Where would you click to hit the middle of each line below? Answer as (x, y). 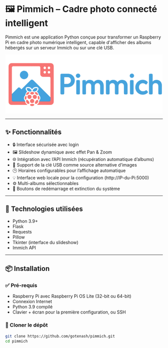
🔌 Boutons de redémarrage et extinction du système (66, 188)
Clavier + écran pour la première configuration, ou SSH (69, 312)
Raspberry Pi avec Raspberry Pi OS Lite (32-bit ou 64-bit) (72, 296)
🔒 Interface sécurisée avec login (45, 144)
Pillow (18, 237)
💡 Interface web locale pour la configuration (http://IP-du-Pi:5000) (80, 177)
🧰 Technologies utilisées (44, 209)
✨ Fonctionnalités (33, 132)
